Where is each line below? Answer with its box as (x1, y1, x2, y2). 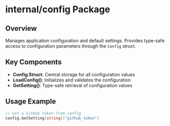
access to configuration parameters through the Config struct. (5, 43, 137, 49)
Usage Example (5, 97, 56, 106)
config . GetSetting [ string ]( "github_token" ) (5, 115, 100, 121)
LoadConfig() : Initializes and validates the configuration (12, 77, 131, 83)
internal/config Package (5, 4, 111, 15)
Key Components (5, 58, 62, 67)
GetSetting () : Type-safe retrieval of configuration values (12, 82, 133, 88)
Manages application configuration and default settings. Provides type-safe (5, 37, 165, 44)
